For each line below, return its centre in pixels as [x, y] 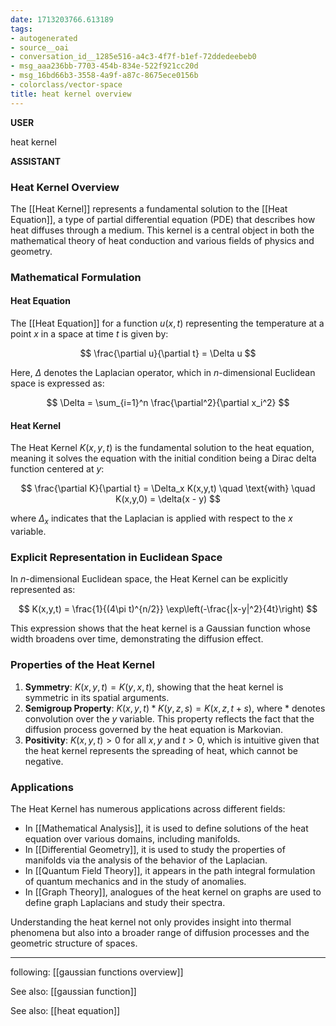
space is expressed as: [57, 383]
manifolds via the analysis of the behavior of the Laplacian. [146, 860]
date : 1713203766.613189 [62, 19]
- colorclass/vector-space [66, 85]
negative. [44, 761]
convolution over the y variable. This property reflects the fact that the [169, 718]
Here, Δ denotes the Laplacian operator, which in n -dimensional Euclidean [163, 373]
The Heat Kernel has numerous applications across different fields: [148, 808]
